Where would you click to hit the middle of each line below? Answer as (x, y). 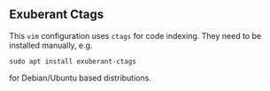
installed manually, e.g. (51, 45)
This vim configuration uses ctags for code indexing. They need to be (135, 35)
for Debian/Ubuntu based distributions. (81, 78)
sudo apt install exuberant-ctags (73, 61)
